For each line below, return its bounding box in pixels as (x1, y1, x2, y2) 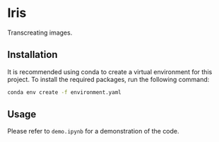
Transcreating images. (7, 28, 73, 37)
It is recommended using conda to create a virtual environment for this (7, 67, 213, 76)
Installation (7, 49, 58, 61)
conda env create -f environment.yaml (7, 88, 122, 96)
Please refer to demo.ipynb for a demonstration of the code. (7, 127, 179, 136)
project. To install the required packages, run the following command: (7, 75, 210, 83)
